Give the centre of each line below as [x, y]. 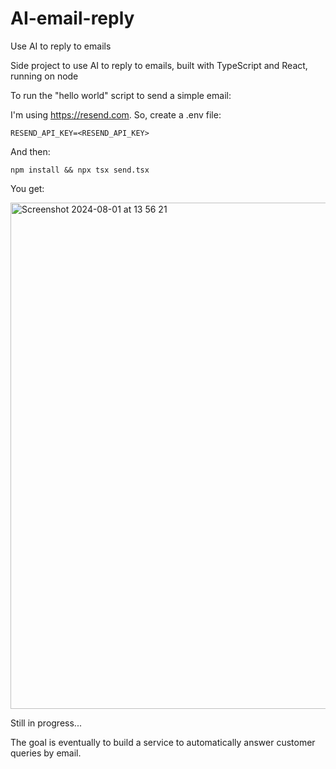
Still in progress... [46, 723]
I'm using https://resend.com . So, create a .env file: [116, 114]
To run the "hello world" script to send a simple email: [121, 95]
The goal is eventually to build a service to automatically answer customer [163, 742]
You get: [27, 188]
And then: [30, 151]
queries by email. [46, 753]
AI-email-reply [72, 18]
